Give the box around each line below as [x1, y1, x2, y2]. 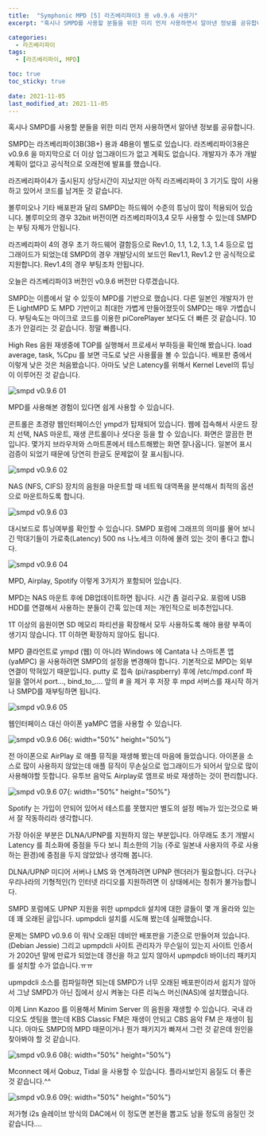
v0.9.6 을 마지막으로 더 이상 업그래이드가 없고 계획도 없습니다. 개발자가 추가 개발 [8, 149, 257, 159]
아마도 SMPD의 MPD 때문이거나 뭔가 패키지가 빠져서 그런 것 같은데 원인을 [25, 1025, 254, 1034]
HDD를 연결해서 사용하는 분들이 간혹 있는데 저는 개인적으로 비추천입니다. [8, 603, 234, 613]
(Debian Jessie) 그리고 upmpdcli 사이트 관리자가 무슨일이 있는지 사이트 [8, 941, 232, 951]
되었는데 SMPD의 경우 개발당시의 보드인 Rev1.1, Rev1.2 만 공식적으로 [42, 250, 256, 260]
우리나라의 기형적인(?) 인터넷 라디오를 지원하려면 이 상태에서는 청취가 [8, 877, 223, 887]
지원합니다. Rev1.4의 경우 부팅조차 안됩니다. [8, 260, 145, 269]
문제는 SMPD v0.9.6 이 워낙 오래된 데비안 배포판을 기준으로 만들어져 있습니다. [8, 931, 250, 940]
